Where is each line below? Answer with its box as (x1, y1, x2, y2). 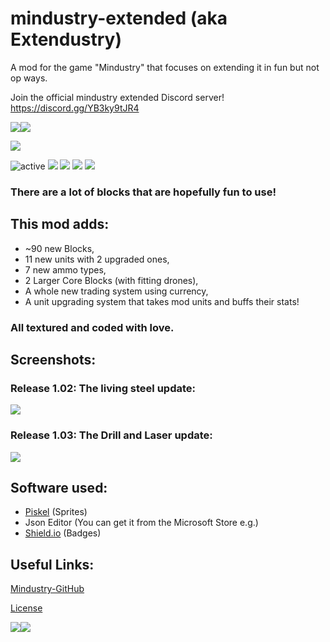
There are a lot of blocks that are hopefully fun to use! (10, 185, 277, 199)
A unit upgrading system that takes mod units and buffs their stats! (24, 295, 300, 307)
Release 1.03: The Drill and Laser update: (10, 428, 213, 442)
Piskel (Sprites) (24, 506, 88, 518)
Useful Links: (10, 556, 95, 573)
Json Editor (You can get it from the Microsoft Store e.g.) (24, 517, 259, 529)
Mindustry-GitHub (10, 583, 85, 595)
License (10, 602, 43, 614)
